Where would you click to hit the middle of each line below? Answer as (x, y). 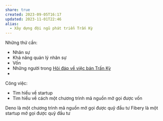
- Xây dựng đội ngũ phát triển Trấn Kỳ (51, 28)
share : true (18, 10)
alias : (12, 24)
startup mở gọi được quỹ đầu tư (38, 113)
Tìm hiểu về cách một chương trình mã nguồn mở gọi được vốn (77, 98)
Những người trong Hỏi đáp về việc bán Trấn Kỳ (62, 68)
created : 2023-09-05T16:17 (33, 14)
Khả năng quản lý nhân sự (39, 57)
